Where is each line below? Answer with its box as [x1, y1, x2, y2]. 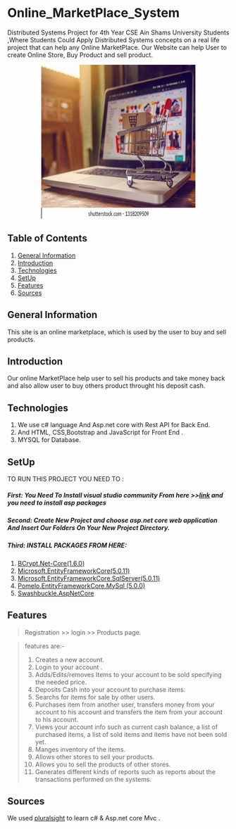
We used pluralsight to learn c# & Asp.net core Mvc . [7, 814, 161, 823]
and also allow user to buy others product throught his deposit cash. [7, 381, 206, 390]
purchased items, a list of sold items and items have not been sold [35, 730, 228, 738]
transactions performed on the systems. [35, 775, 152, 783]
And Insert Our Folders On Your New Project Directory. [7, 523, 170, 532]
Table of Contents [7, 232, 88, 244]
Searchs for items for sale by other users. [35, 692, 156, 701]
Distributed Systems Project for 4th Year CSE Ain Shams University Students [7, 28, 230, 37]
